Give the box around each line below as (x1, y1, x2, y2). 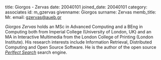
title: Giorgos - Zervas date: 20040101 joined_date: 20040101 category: (5, 4, 147, 10)
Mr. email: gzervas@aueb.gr (5, 15, 62, 20)
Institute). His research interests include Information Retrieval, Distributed (5, 39, 152, 45)
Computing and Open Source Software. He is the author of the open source (5, 45, 157, 50)
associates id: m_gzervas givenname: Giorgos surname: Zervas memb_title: (5, 9, 157, 15)
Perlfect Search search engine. (5, 49, 67, 55)
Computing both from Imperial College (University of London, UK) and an (5, 29, 152, 34)
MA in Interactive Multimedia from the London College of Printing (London (5, 34, 153, 40)
